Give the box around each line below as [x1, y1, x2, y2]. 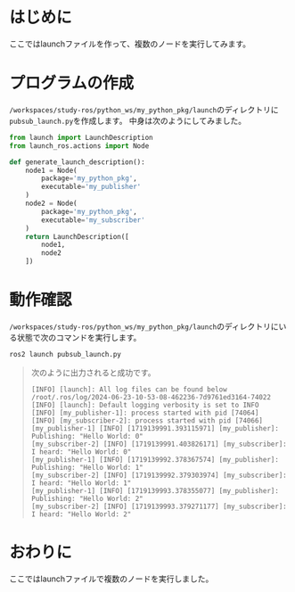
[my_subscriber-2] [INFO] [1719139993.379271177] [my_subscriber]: [30, 502, 287, 511]
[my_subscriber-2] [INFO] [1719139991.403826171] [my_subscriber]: [30, 440, 287, 448]
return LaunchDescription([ [25, 232, 129, 241]
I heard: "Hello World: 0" [30, 447, 132, 456]
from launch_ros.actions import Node [9, 141, 150, 151]
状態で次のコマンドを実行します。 [16, 332, 142, 342]
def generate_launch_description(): [9, 157, 145, 167]
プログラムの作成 [9, 73, 135, 94]
